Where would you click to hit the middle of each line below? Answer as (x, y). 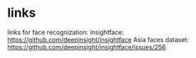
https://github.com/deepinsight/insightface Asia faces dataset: (98, 39)
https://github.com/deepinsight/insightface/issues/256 (87, 47)
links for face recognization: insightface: (66, 32)
